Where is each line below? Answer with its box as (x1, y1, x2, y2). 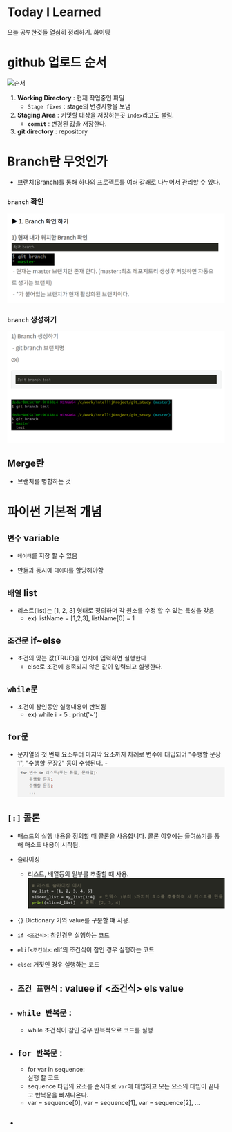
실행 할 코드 (27, 1073, 59, 1082)
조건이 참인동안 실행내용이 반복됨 (17, 703, 106, 711)
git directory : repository (17, 127, 88, 136)
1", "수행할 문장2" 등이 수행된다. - (17, 759, 108, 767)
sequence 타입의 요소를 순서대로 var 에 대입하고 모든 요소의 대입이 (27, 1082, 207, 1091)
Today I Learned (7, 4, 101, 20)
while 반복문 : (17, 1007, 72, 1019)
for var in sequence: (27, 1066, 85, 1074)
